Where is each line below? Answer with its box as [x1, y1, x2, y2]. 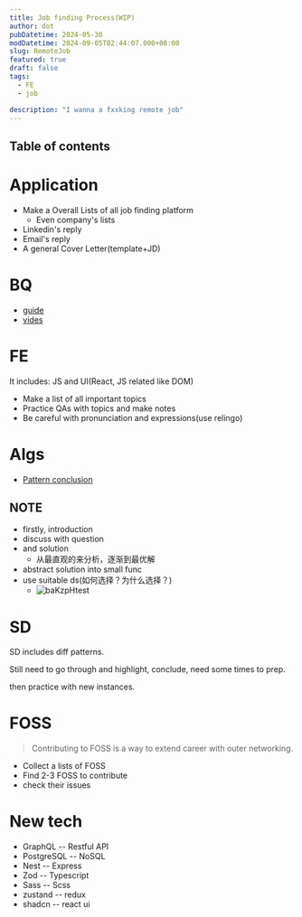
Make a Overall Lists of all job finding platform [22, 204, 194, 215]
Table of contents [9, 138, 110, 154]
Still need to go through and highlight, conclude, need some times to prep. [9, 664, 287, 675]
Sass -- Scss [22, 880, 71, 891]
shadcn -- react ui [22, 899, 90, 910]
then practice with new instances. [9, 681, 136, 692]
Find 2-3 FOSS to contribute [22, 770, 128, 781]
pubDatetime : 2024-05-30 [9, 30, 103, 39]
